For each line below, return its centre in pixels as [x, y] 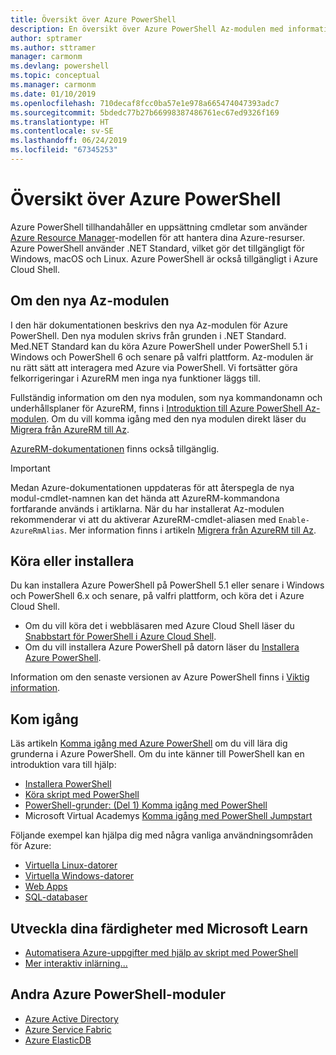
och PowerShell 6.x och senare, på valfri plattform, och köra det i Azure [157, 596]
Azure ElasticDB [58, 1040]
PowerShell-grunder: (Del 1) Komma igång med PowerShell [146, 805]
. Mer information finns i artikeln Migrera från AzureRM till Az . [190, 530]
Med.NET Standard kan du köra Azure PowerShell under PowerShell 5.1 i [159, 346]
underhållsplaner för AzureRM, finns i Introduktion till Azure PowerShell [156, 408]
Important [30, 468]
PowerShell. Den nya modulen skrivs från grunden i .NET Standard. [148, 335]
